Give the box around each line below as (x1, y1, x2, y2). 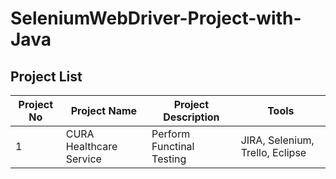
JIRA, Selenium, (240, 133, 315, 147)
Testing (151, 152, 187, 166)
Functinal (151, 140, 195, 153)
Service (65, 152, 102, 166)
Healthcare (65, 140, 118, 153)
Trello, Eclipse (240, 146, 307, 159)
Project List (10, 68, 83, 85)
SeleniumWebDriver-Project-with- (10, 7, 302, 30)
